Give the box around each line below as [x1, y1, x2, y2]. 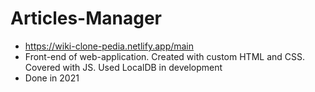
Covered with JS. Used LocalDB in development [24, 61, 223, 73]
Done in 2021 [24, 72, 80, 84]
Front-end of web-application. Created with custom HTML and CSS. [24, 50, 306, 62]
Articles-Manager [10, 7, 163, 30]
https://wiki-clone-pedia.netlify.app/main [24, 40, 195, 52]
